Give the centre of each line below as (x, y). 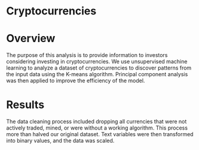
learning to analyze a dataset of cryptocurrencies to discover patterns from (99, 68)
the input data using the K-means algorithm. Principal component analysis (97, 74)
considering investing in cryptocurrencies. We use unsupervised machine (97, 62)
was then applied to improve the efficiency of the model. (76, 81)
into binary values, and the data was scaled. (60, 141)
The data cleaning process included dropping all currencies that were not (97, 122)
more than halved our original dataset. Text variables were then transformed (100, 134)
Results (25, 105)
